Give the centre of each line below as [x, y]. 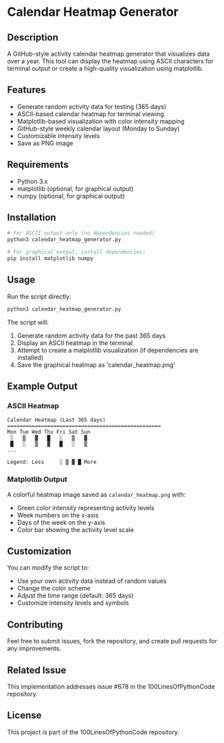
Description [33, 37]
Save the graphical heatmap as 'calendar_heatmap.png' [96, 364]
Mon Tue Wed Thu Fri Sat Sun [49, 432]
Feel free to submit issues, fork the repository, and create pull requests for [112, 641]
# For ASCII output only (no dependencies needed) [81, 233]
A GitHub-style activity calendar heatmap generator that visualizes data [109, 54]
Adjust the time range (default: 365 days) [75, 596]
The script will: [28, 322]
